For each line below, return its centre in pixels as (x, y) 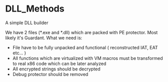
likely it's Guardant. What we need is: (44, 38)
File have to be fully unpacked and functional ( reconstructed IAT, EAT (85, 47)
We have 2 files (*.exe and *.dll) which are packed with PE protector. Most (81, 32)
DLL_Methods (35, 9)
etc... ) (19, 53)
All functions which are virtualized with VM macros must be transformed (88, 58)
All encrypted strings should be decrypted (57, 69)
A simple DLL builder (27, 23)
